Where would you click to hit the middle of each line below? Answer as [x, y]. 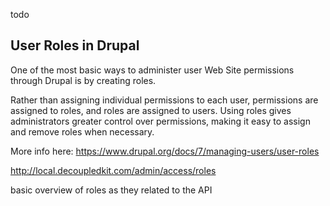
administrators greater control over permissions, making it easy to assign [160, 121]
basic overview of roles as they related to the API [111, 190]
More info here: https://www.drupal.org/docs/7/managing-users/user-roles [165, 151]
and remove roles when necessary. [82, 131]
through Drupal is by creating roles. [83, 80]
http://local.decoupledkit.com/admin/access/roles [113, 170]
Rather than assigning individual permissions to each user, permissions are [164, 100]
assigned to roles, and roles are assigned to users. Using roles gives [151, 110]
